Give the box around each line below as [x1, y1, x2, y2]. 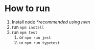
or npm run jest [19, 34, 51, 40]
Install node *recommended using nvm [11, 19, 90, 25]
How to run [4, 3, 50, 14]
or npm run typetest [19, 39, 60, 45]
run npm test [11, 29, 38, 35]
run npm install [11, 24, 45, 30]
